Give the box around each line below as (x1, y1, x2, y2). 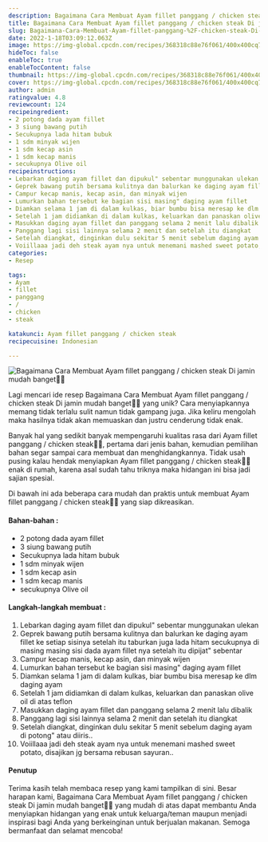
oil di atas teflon (19, 696, 73, 706)
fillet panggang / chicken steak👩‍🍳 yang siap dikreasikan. (8, 497, 195, 507)
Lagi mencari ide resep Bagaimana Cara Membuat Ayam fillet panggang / (8, 390, 249, 400)
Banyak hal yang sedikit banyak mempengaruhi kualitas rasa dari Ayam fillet (8, 431, 258, 441)
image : (8, 42, 30, 49)
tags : (8, 271, 26, 279)
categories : (8, 249, 48, 257)
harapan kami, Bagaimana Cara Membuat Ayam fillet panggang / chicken (8, 792, 248, 801)
